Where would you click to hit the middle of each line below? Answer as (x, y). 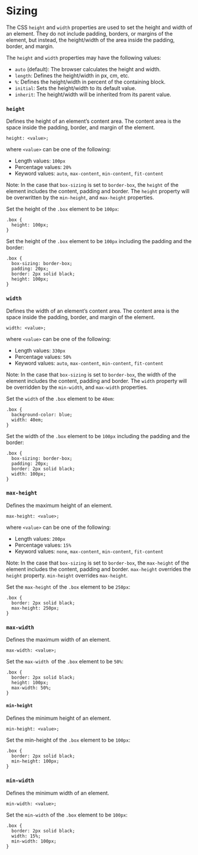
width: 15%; (26, 836)
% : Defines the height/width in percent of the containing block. (90, 82)
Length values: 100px (40, 161)
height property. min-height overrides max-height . (67, 575)
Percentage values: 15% (43, 545)
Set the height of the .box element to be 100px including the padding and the (99, 241)
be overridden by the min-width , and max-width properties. (77, 387)
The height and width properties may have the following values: (84, 58)
